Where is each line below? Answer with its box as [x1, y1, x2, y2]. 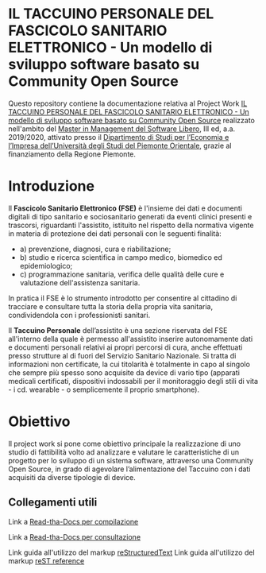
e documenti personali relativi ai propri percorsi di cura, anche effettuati [8, 343, 243, 352]
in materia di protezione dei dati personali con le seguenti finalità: [8, 228, 222, 238]
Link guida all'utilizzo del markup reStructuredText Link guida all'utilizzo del [8, 548, 256, 557]
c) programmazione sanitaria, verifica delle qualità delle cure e [19, 269, 225, 279]
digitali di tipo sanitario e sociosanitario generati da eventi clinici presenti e [8, 211, 253, 221]
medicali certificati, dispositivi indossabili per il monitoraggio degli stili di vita [8, 376, 259, 385]
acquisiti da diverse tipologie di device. [8, 472, 137, 482]
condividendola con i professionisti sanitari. [8, 310, 151, 319]
